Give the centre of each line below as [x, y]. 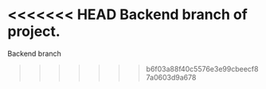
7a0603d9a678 [171, 77]
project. [34, 31]
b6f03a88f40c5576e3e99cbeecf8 [202, 68]
